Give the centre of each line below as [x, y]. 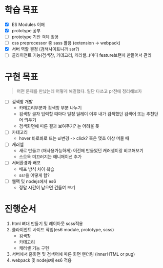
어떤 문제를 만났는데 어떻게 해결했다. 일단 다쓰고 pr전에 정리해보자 [79, 91]
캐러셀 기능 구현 [34, 248]
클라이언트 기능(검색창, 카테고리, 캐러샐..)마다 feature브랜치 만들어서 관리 [81, 55]
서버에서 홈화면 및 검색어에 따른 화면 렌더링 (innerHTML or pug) [73, 254]
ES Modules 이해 [28, 24]
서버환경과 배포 [26, 163]
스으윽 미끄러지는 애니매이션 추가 [50, 156]
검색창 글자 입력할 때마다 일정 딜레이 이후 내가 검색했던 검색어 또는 [82, 114]
